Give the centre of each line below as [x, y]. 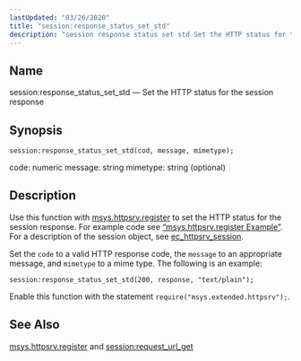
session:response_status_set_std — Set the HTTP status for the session [142, 92]
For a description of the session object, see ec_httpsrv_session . [127, 236]
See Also [34, 325]
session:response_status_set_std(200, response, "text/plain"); [132, 279]
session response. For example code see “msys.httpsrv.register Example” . [146, 226]
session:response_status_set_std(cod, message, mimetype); [122, 151]
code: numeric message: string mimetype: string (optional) [118, 167]
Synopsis [36, 130]
